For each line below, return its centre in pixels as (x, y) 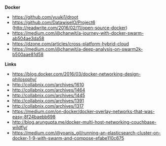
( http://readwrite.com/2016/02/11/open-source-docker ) (70, 28)
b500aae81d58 (28, 54)
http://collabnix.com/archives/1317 (48, 106)
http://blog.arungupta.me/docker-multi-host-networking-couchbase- (84, 122)
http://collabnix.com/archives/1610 (48, 85)
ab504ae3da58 (28, 38)
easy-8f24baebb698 (34, 117)
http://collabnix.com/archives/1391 (48, 101)
